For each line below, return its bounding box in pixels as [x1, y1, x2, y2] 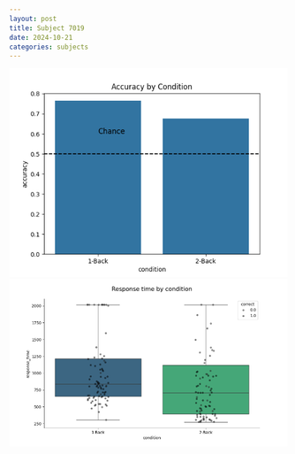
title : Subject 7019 [9, 23, 86, 33]
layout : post [9, 14, 57, 23]
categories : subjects [9, 42, 89, 51]
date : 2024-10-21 [9, 33, 73, 42]
